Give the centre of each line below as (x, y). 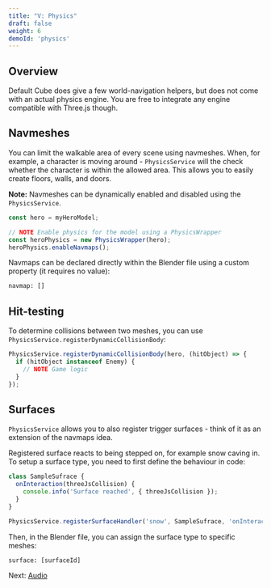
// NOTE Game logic (56, 369)
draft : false (30, 23)
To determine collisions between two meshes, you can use (106, 331)
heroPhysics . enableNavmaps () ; (59, 247)
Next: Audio (28, 576)
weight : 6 (25, 31)
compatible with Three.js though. (63, 108)
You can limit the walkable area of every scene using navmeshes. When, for (134, 152)
